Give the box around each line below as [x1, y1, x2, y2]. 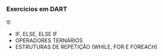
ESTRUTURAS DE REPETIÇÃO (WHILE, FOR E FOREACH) [15, 43, 158, 51]
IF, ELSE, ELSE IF [15, 31, 58, 38]
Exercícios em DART [6, 5, 68, 13]
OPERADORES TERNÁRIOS [15, 37, 83, 44]
